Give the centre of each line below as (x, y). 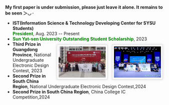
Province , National (32, 55)
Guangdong (25, 50)
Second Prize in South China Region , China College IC (69, 92)
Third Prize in (26, 44)
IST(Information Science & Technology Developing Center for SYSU (84, 23)
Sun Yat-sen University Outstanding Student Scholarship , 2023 (80, 39)
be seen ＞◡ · (19, 13)
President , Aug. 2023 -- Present (46, 34)
